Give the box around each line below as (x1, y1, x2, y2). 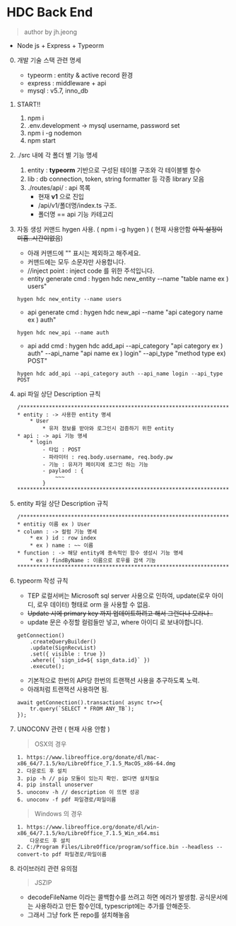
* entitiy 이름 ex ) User (16, 521, 90, 528)
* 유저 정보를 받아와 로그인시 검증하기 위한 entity (42, 425, 175, 432)
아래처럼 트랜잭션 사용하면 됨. (27, 684, 109, 693)
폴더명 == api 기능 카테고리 (37, 210, 114, 218)
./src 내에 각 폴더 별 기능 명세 (16, 150, 98, 159)
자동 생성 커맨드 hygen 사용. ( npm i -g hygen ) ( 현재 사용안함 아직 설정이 (16, 225, 223, 233)
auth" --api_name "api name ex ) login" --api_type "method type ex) (27, 349, 227, 357)
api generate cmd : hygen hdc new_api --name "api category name (27, 308, 223, 316)
